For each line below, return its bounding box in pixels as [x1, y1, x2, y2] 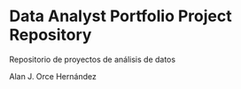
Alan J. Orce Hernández [9, 70, 97, 81]
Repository [9, 25, 92, 45]
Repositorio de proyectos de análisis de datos [9, 54, 175, 64]
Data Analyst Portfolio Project [9, 6, 232, 26]
